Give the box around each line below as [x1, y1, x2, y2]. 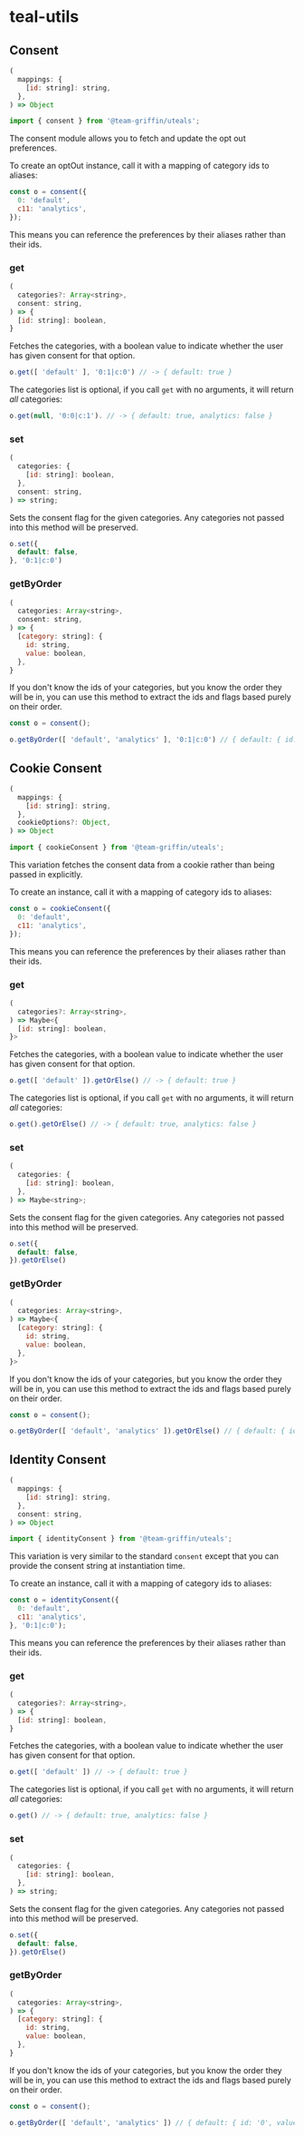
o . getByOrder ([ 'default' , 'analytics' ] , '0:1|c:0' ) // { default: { [9, 735, 281, 745]
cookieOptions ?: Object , [17, 818, 111, 828]
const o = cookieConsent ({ [9, 905, 111, 914]
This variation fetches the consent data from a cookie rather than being [9, 859, 275, 870]
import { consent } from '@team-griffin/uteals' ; [9, 116, 201, 126]
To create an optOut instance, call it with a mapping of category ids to [9, 161, 270, 171]
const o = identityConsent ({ [9, 1595, 119, 1605]
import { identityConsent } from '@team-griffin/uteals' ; [9, 1534, 233, 1543]
